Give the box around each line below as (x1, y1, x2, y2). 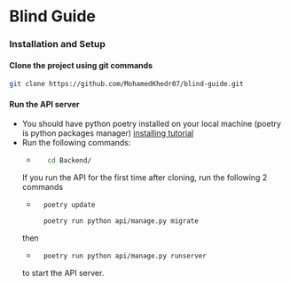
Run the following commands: (21, 138, 131, 148)
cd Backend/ (47, 156, 91, 165)
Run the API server (9, 99, 80, 109)
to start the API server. (21, 267, 105, 278)
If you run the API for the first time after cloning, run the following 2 (21, 172, 268, 183)
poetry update (43, 201, 96, 210)
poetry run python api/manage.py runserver (43, 251, 207, 261)
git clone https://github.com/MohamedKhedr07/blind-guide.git (9, 80, 244, 89)
